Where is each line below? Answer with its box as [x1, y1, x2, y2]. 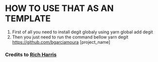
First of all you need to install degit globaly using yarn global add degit [12, 29, 153, 35]
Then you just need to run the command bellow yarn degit [12, 34, 129, 40]
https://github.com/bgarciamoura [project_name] [12, 39, 110, 45]
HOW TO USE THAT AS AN [5, 3, 114, 14]
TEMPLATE [5, 13, 51, 24]
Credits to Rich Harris [5, 51, 57, 58]
